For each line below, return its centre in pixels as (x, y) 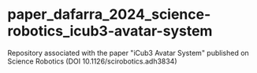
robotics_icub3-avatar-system (110, 31)
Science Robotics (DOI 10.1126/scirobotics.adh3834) (93, 61)
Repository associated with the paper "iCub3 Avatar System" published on (128, 53)
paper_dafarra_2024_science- (109, 15)
